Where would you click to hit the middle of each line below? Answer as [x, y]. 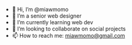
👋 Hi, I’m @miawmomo [40, 9]
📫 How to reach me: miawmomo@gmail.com [68, 36]
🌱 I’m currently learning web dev [53, 22]
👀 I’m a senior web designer [47, 16]
